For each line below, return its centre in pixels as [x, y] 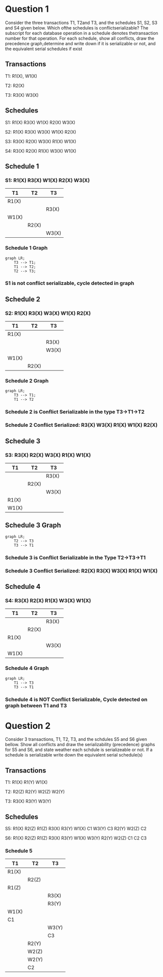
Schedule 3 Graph [33, 525]
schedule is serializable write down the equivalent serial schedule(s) [74, 755]
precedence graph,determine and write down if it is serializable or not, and [80, 43]
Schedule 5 [19, 851]
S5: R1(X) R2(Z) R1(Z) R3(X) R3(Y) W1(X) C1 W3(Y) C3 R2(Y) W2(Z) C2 [76, 829]
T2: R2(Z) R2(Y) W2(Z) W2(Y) [35, 792]
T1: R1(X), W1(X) [21, 76]
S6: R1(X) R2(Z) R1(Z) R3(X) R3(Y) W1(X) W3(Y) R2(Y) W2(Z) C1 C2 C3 [76, 838]
